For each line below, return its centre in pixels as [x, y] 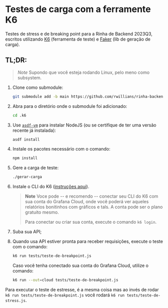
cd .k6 [19, 115]
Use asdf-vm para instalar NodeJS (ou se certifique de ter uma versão [84, 125]
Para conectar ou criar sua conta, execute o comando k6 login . [91, 222]
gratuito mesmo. [42, 212]
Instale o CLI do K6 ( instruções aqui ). [51, 187]
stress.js [16, 300]
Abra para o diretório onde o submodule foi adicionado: [70, 106]
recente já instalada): [34, 130]
